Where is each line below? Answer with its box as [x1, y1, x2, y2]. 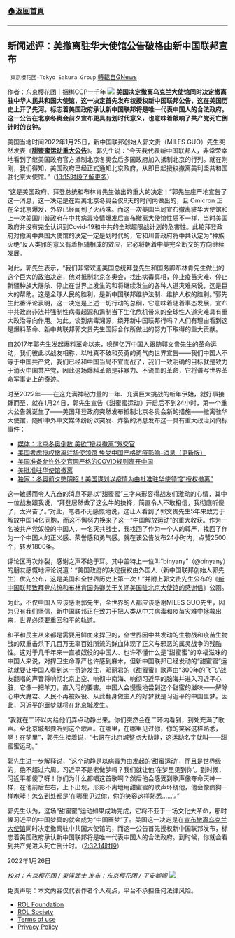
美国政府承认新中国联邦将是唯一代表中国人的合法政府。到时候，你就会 [19, 833, 222, 841]
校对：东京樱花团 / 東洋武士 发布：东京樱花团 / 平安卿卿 [7, 871, 168, 880]
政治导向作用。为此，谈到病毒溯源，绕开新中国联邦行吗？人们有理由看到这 [13, 317, 228, 325]
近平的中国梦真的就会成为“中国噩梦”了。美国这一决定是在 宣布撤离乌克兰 [19, 815, 227, 824]
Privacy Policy [17, 923, 59, 931]
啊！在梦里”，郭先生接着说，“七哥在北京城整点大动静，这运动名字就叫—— [7, 733, 222, 742]
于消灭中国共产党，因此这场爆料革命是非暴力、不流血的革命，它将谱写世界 [7, 366, 222, 375]
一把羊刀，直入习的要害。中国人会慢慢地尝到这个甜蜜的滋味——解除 [31, 683, 228, 691]
